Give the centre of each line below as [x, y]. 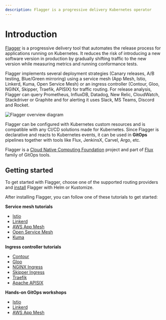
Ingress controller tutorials [33, 247]
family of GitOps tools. [28, 155]
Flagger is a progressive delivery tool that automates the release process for [83, 48]
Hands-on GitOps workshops [36, 292]
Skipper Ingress [28, 272]
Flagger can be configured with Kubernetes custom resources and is [75, 124]
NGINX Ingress [28, 267]
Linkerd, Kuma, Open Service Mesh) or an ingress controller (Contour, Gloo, [82, 84]
